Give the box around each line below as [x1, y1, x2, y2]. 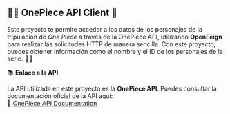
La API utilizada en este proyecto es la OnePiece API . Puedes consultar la [7, 84, 218, 93]
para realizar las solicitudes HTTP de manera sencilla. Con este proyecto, [7, 39, 216, 48]
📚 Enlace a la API [7, 68, 59, 77]
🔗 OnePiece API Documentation [7, 99, 97, 107]
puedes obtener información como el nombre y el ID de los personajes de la [7, 47, 223, 55]
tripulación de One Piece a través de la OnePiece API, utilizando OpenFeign [7, 32, 222, 41]
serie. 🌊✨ [7, 55, 33, 63]
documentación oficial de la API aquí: [7, 91, 113, 100]
